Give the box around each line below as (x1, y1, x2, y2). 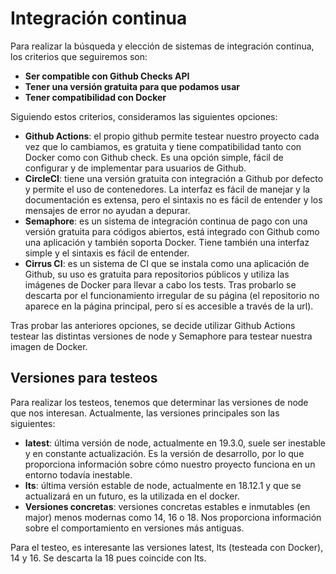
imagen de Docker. (10, 340, 88, 352)
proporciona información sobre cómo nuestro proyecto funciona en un (24, 458, 316, 470)
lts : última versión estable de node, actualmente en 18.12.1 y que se (24, 479, 302, 491)
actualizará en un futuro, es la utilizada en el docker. (24, 490, 240, 502)
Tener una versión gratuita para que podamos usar (24, 80, 241, 92)
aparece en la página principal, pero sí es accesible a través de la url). (24, 300, 314, 312)
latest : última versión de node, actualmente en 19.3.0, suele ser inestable (24, 437, 327, 449)
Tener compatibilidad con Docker (24, 91, 167, 103)
